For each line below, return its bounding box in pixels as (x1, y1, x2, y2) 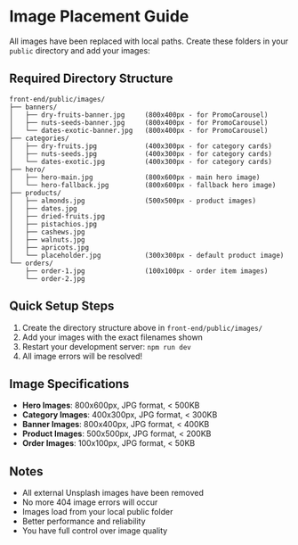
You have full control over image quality (21, 525, 168, 536)
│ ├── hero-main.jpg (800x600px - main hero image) (9, 172, 261, 182)
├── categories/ (9, 134, 69, 143)
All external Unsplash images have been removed (21, 488, 205, 499)
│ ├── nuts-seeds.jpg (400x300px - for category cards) (9, 149, 273, 158)
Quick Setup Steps (9, 299, 115, 314)
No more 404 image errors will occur (21, 497, 158, 508)
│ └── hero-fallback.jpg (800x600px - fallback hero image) (9, 180, 277, 189)
